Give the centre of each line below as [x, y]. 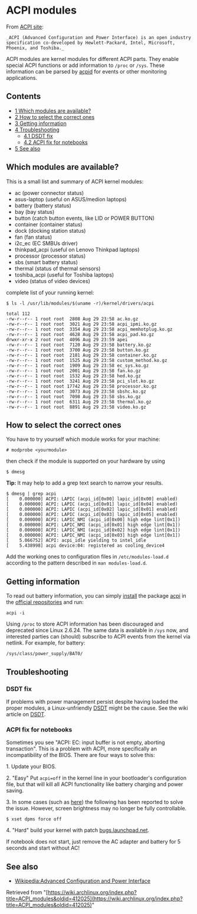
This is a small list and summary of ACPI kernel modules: [75, 181]
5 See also [27, 148]
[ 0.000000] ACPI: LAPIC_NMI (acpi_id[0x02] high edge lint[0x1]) [93, 530]
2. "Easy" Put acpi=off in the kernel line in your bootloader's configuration [96, 778]
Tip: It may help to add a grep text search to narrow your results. [85, 483]
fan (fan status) [33, 237]
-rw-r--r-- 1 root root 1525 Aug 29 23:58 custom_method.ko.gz [87, 360]
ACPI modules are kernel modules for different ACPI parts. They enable [92, 59]
